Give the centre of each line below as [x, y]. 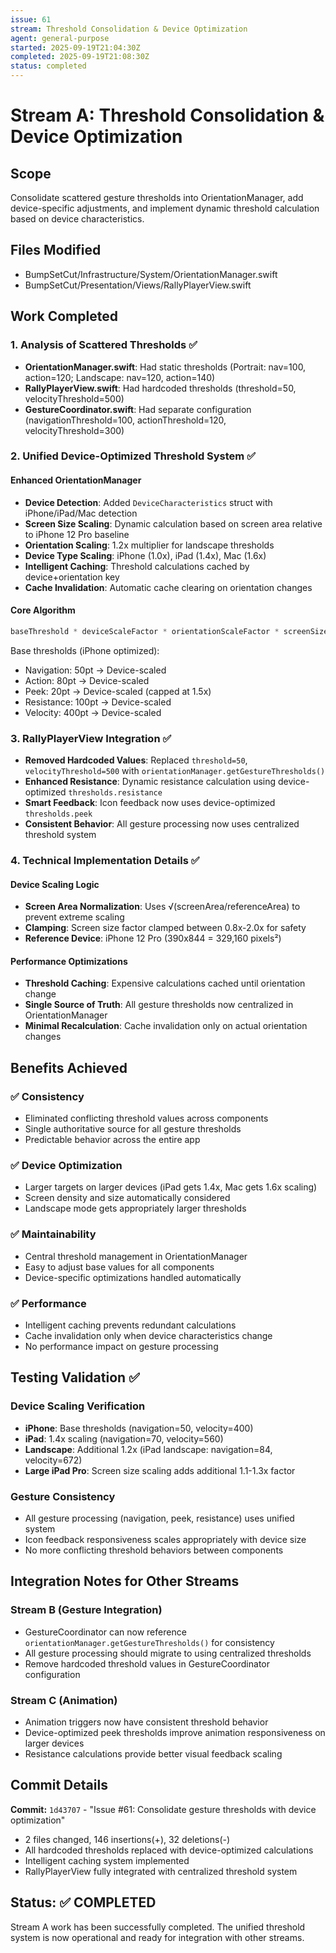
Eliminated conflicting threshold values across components [146, 1118]
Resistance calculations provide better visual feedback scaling [153, 1753]
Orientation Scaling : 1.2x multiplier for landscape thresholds [149, 545]
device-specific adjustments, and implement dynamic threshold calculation [165, 208]
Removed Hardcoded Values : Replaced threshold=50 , [136, 760]
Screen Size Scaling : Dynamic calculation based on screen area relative [173, 523]
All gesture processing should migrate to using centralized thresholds [168, 1653]
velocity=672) [53, 1460]
